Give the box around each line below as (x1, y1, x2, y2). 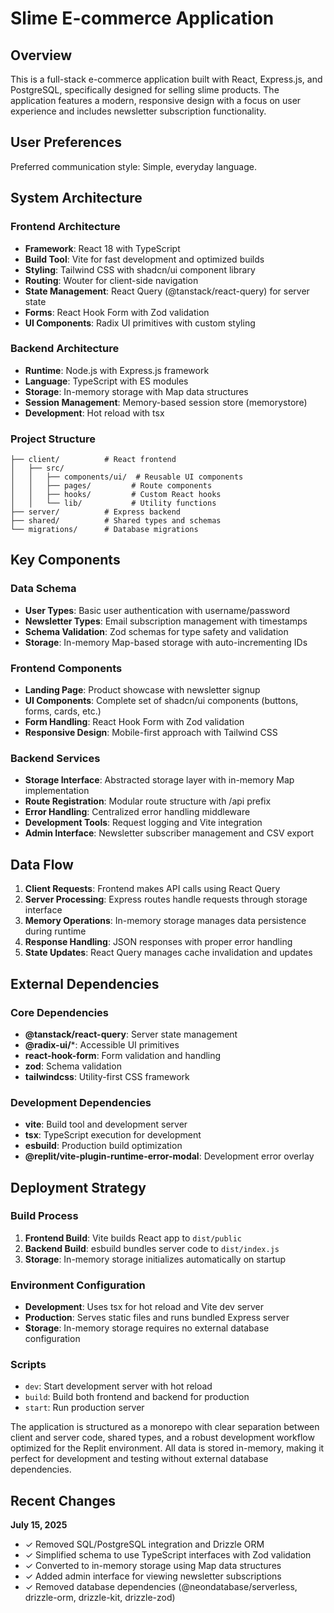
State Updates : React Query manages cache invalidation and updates (24, 947, 313, 959)
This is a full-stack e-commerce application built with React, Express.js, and (10, 73, 323, 85)
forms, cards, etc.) (24, 705, 102, 717)
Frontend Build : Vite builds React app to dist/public (24, 1232, 243, 1244)
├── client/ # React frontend (10, 455, 177, 465)
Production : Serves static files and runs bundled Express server (24, 1312, 290, 1324)
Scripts (10, 1358, 47, 1372)
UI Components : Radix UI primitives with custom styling (24, 317, 256, 329)
